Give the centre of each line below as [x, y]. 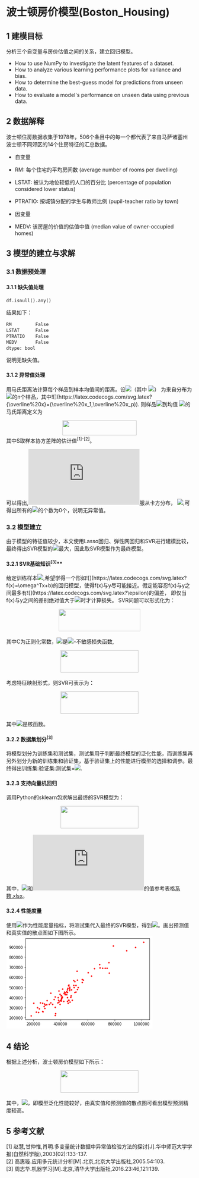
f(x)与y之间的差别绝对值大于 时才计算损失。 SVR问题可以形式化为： [91, 600]
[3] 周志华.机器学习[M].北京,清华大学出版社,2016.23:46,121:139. [83, 1169]
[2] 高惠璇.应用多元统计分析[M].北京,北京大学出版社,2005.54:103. [85, 1161]
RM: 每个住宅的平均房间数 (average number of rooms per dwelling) [96, 170]
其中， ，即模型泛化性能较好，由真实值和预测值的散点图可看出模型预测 [95, 1103]
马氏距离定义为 [24, 412]
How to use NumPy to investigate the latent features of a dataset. [94, 63]
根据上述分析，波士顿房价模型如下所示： [55, 1062]
